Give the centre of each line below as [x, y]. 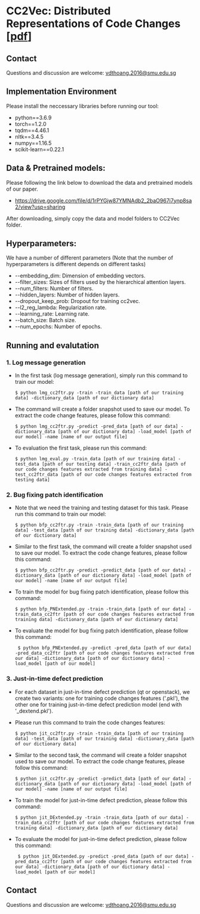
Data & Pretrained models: [56, 168]
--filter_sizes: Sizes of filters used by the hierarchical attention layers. [100, 282]
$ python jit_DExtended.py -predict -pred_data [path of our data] [103, 856]
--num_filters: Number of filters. [54, 289]
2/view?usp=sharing [40, 207]
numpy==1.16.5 [33, 143]
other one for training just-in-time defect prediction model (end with [98, 704]
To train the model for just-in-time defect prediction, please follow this [101, 800]
